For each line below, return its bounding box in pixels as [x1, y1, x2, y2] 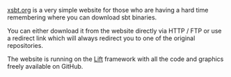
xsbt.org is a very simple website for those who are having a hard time [7, 6, 209, 14]
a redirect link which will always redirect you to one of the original [7, 34, 196, 42]
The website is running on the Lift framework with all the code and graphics [7, 55, 224, 63]
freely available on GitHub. [7, 62, 83, 70]
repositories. [7, 42, 44, 49]
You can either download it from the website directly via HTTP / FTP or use [7, 27, 222, 35]
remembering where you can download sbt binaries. [7, 13, 157, 22]
